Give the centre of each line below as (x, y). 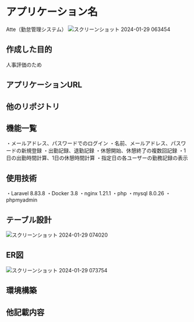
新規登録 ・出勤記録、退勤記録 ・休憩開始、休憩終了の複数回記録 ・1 (104, 151)
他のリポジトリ (33, 107)
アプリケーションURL (44, 85)
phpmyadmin (22, 200)
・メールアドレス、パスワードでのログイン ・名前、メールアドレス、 (88, 143)
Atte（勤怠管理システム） (36, 29)
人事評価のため (24, 64)
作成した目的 (29, 49)
